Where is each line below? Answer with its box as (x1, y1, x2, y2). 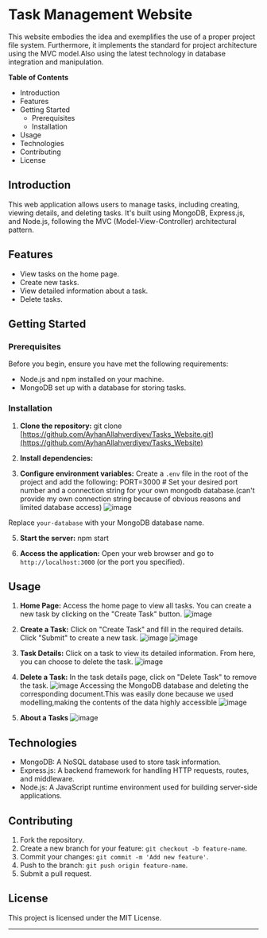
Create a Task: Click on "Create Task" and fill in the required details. (19, 625, 244, 635)
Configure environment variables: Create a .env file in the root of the (19, 469, 249, 478)
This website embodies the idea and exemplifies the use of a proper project (8, 32, 256, 41)
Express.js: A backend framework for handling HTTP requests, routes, (19, 766, 250, 775)
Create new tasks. (19, 277, 79, 287)
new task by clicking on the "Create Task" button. (19, 609, 183, 619)
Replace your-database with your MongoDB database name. (8, 518, 205, 527)
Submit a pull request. (19, 868, 92, 878)
